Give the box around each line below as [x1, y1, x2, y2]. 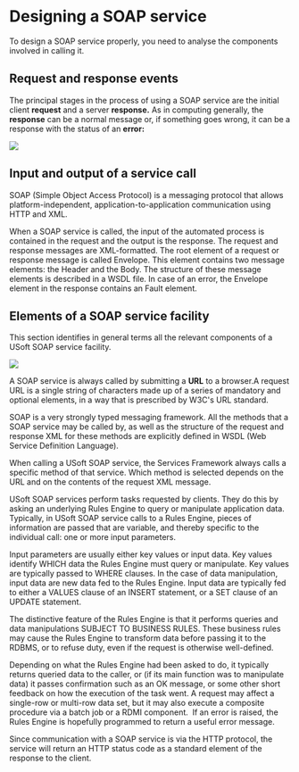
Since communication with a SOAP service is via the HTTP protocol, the [9, 734, 273, 744]
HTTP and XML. [9, 208, 69, 220]
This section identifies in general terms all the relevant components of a [9, 332, 273, 343]
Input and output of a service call [9, 166, 196, 181]
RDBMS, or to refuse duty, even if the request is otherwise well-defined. [9, 643, 274, 653]
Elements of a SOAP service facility [9, 308, 210, 323]
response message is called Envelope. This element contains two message [9, 254, 286, 265]
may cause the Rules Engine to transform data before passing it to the [9, 633, 266, 643]
